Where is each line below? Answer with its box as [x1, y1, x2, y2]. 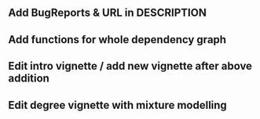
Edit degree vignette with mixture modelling [8, 98, 228, 112]
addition [8, 72, 49, 85]
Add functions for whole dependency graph [8, 33, 226, 46]
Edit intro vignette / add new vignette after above [8, 59, 253, 73]
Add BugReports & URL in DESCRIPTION [8, 6, 207, 20]
